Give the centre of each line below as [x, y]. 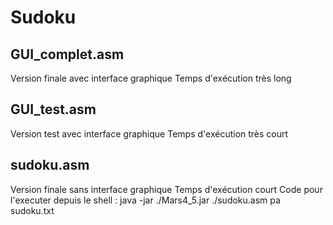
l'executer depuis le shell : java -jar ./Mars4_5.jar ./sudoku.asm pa [145, 200]
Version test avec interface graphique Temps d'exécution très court [149, 133]
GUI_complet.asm [67, 54]
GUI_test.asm [53, 109]
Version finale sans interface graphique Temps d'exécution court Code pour [166, 189]
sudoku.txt [32, 210]
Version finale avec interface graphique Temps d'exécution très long [151, 78]
